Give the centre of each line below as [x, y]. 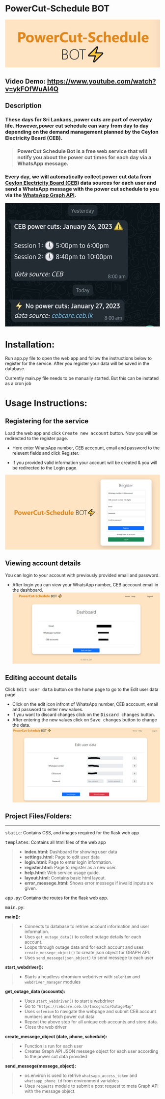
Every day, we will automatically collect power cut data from [78, 177]
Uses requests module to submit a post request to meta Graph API [91, 1086]
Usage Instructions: [46, 403]
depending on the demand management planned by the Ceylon [82, 132]
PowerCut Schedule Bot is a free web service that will [82, 151]
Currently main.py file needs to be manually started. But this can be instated [82, 378]
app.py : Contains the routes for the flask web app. [57, 898]
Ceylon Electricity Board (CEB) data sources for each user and [81, 183]
